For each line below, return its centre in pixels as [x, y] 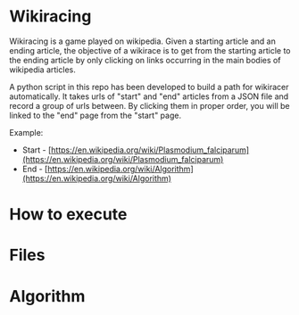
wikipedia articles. [42, 70]
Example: [26, 132]
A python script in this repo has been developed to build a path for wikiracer [149, 87]
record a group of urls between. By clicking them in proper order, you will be [149, 105]
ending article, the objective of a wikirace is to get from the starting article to [150, 50]
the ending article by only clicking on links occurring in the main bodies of [145, 60]
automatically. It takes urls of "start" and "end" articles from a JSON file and [149, 96]
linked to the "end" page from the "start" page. [95, 115]
